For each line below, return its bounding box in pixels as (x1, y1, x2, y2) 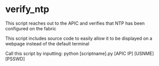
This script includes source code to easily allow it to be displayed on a (5, 35, 153, 41)
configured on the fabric (5, 25, 57, 31)
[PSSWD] (5, 55, 25, 61)
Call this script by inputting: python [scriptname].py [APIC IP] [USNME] (5, 50, 154, 56)
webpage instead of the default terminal (5, 40, 90, 46)
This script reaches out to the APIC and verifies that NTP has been (5, 20, 145, 26)
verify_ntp (5, 4, 49, 15)
